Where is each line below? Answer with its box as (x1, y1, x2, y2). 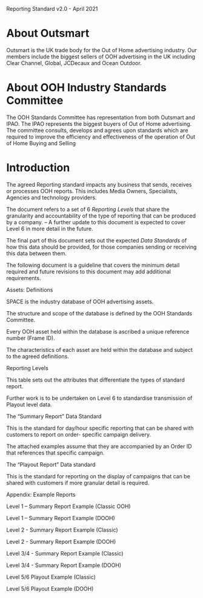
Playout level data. (6, 400, 53, 408)
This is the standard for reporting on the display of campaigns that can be (6, 472, 191, 479)
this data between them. (6, 249, 67, 257)
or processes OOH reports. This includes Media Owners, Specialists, (6, 187, 178, 194)
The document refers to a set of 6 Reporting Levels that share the (6, 205, 170, 213)
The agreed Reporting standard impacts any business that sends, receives (6, 180, 192, 188)
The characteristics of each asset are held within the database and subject (6, 346, 193, 353)
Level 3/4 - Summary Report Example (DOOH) (6, 562, 122, 569)
